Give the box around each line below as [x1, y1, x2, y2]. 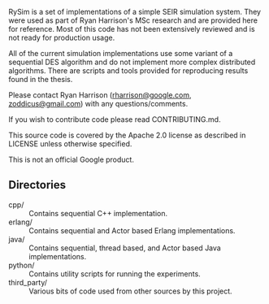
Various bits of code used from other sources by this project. [28, 286, 233, 296]
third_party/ [8, 277, 47, 287]
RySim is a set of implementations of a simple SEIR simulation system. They [8, 7, 262, 16]
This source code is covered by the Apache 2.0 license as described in [8, 130, 246, 140]
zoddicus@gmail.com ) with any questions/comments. [8, 99, 189, 108]
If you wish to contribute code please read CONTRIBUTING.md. [8, 115, 221, 124]
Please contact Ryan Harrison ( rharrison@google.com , [8, 90, 192, 100]
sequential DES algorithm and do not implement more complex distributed [8, 57, 256, 67]
